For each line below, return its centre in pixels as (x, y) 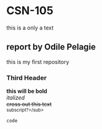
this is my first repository (38, 61)
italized (16, 98)
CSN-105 (30, 11)
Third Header (27, 77)
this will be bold (27, 91)
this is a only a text (30, 28)
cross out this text (29, 104)
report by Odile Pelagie (51, 47)
